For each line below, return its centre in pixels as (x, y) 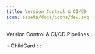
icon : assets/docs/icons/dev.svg (48, 17)
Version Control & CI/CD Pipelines (48, 34)
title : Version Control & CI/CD (46, 12)
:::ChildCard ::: (24, 46)
